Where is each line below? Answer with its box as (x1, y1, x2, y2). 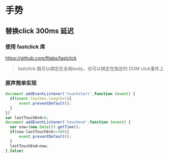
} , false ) (5, 148, 24, 153)
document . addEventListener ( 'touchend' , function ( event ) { (5, 120, 131, 125)
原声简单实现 (5, 80, 37, 87)
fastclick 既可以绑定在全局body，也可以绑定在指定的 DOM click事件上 (17, 65, 164, 71)
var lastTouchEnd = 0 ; (5, 115, 49, 120)
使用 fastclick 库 (5, 43, 46, 50)
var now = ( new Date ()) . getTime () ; (10, 124, 81, 130)
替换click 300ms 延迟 (5, 27, 74, 35)
